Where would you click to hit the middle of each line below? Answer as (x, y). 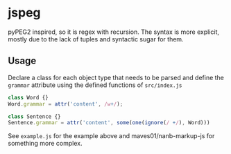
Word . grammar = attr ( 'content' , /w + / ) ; (66, 104)
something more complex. (45, 144)
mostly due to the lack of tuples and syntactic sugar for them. (96, 39)
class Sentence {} (34, 116)
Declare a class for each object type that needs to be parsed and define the (116, 77)
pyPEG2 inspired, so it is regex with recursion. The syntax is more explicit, (114, 32)
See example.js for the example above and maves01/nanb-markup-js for (111, 136)
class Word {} (28, 97)
